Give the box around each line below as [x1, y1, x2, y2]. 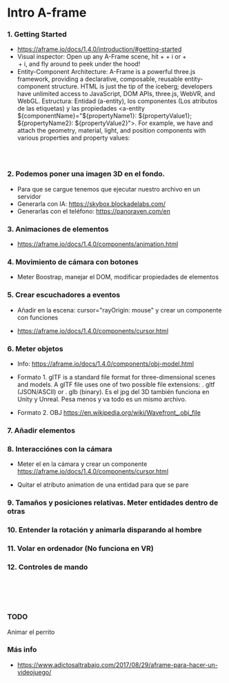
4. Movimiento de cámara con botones [7, 257, 139, 267]
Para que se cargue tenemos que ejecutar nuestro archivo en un [17, 185, 201, 193]
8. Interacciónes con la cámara [7, 444, 112, 453]
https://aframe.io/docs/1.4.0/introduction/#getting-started [17, 45, 182, 53]
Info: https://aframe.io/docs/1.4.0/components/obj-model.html [17, 359, 195, 368]
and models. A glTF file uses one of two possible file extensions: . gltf [17, 380, 215, 389]
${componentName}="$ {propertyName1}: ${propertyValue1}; [17, 112, 192, 120]
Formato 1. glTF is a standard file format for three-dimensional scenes [17, 373, 216, 381]
